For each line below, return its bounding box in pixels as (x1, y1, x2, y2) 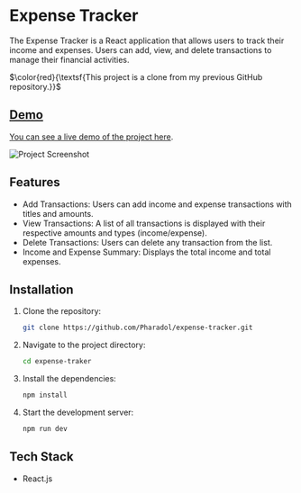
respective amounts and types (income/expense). (22, 227, 207, 238)
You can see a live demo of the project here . (9, 131, 174, 142)
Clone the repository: (22, 306, 102, 317)
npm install (22, 390, 68, 400)
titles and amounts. (22, 208, 94, 219)
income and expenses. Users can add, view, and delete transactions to (9, 44, 272, 55)
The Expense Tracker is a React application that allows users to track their (9, 35, 285, 46)
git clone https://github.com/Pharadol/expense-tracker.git (22, 323, 253, 333)
